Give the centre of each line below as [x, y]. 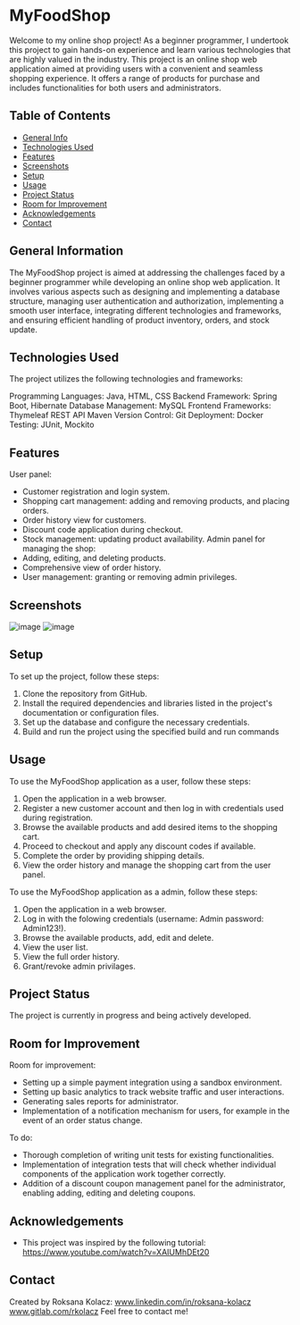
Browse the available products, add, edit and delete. [118, 937]
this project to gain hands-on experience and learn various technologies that [150, 49]
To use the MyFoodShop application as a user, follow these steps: [130, 781]
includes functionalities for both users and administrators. [115, 88]
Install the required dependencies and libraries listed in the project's [147, 703]
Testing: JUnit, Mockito [52, 424]
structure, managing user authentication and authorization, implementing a [146, 301]
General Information [67, 251]
